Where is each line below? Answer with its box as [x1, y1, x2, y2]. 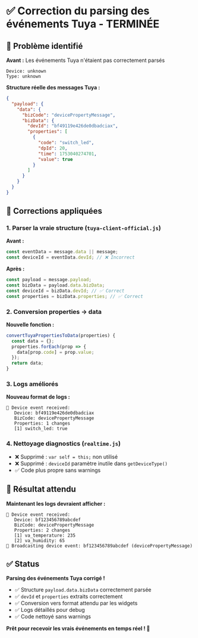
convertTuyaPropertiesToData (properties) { [6, 332, 116, 338]
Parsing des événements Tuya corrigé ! [6, 575, 105, 582]
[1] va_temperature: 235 [14, 532, 76, 539]
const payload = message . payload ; [6, 277, 92, 283]
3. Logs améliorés [6, 380, 58, 388]
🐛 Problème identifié [6, 41, 83, 51]
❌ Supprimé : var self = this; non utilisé [14, 453, 118, 460]
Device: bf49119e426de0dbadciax [14, 410, 95, 416]
